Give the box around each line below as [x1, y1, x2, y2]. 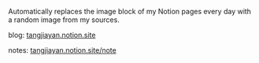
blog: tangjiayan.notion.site [8, 31, 96, 39]
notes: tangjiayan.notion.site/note [8, 46, 117, 54]
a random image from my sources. [8, 15, 120, 24]
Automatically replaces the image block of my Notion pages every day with [8, 7, 252, 16]
